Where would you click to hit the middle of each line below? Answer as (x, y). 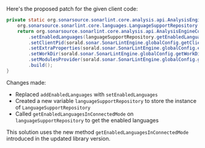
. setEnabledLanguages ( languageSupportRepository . (92, 37)
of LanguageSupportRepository (53, 107)
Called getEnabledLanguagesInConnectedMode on (74, 114)
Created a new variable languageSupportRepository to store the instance (106, 100)
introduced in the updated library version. (59, 138)
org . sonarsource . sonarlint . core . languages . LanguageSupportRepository (108, 26)
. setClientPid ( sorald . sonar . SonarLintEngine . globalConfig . (105, 43)
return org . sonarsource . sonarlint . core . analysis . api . (87, 31)
